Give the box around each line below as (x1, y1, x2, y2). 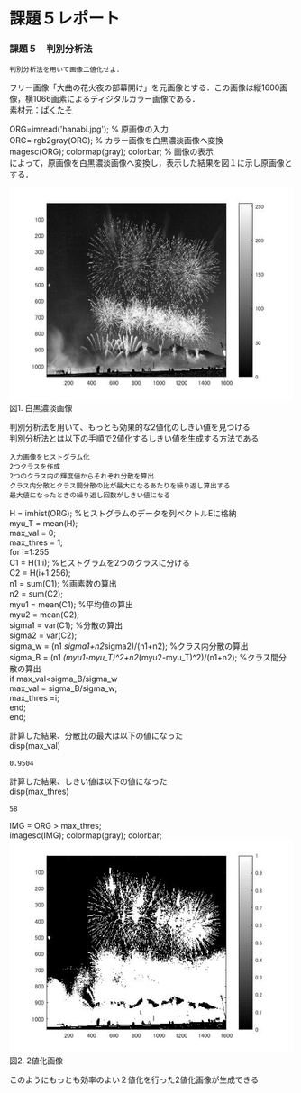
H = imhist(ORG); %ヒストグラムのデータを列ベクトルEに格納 (9, 508, 237, 519)
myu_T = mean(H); (9, 518, 78, 529)
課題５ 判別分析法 (9, 42, 93, 55)
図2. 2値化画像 (9, 1055, 64, 1066)
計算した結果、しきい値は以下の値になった (9, 776, 168, 787)
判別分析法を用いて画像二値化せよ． (9, 65, 123, 75)
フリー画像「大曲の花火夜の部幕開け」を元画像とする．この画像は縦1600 (9, 82, 280, 93)
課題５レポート (9, 8, 121, 29)
